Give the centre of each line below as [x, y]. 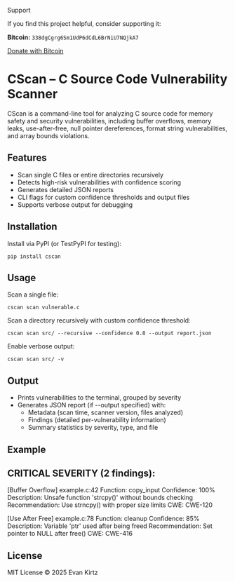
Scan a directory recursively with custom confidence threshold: [99, 320]
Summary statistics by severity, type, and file [93, 428]
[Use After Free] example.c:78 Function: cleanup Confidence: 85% [103, 519]
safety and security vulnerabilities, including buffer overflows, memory [109, 121]
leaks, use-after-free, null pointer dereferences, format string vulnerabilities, [117, 128]
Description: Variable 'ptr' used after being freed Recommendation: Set [110, 526]
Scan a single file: [33, 295]
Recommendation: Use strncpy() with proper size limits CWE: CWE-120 [110, 505]
